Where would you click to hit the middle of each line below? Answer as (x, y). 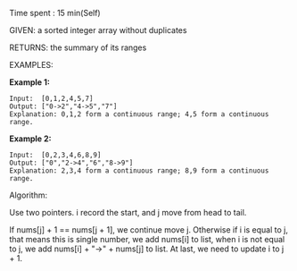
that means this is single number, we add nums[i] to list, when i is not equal (147, 239)
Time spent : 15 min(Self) (55, 13)
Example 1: (30, 82)
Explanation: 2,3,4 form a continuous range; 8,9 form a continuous (139, 171)
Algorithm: (28, 195)
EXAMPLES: (31, 65)
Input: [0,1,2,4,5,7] (51, 98)
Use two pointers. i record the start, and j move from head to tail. (128, 212)
